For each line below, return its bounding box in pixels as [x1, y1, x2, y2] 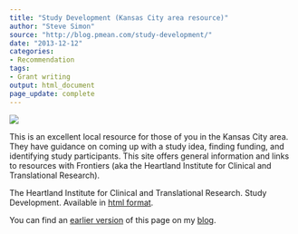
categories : [9, 47, 54, 56]
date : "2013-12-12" [9, 38, 83, 48]
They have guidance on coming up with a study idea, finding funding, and [9, 141, 284, 151]
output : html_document [9, 81, 95, 90]
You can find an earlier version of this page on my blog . [9, 214, 216, 225]
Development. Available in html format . [9, 197, 154, 208]
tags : [9, 64, 30, 73]
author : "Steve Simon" [9, 22, 95, 31]
